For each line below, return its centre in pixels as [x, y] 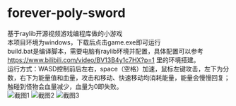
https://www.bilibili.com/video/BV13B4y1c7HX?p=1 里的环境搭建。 [104, 60]
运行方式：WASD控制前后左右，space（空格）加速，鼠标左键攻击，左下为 [115, 69]
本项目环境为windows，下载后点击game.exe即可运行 [84, 42]
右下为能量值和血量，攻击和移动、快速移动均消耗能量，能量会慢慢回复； [125, 77]
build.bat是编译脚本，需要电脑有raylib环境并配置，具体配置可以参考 [105, 51]
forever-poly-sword [66, 13]
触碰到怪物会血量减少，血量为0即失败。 [65, 86]
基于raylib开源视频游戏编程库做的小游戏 [65, 33]
